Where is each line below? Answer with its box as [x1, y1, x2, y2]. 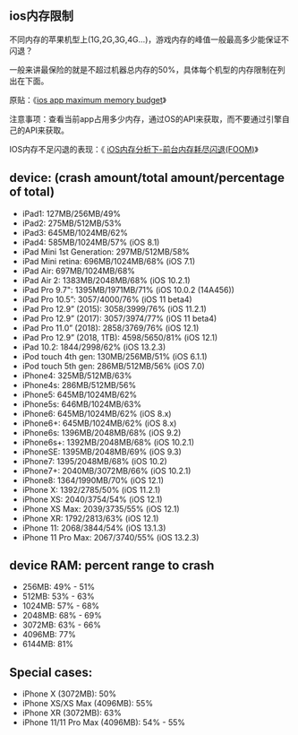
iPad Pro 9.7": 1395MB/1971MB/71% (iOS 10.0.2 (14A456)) [21, 284, 235, 295]
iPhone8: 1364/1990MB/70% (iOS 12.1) [21, 474, 164, 486]
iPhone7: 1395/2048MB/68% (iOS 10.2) [21, 455, 167, 466]
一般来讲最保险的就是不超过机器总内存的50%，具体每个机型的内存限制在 [9, 64, 277, 74]
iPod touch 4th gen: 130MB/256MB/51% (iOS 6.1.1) [21, 350, 208, 361]
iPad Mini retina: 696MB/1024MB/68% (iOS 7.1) [21, 255, 195, 266]
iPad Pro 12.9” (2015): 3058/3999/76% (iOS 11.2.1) [21, 303, 208, 314]
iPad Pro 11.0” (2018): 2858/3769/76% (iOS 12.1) [21, 322, 200, 333]
